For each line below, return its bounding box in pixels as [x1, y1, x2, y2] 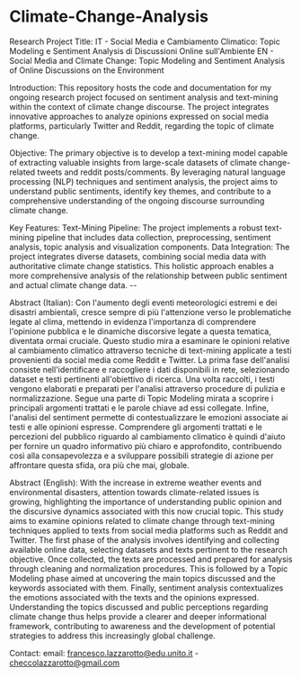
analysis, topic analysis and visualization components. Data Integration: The [9, 241, 290, 252]
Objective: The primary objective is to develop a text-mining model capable [9, 147, 288, 158]
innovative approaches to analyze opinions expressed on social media [9, 111, 270, 122]
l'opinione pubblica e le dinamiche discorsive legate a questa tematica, [9, 326, 272, 337]
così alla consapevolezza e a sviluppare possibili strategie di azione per [9, 450, 274, 461]
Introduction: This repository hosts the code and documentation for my [9, 82, 272, 93]
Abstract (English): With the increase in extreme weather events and [9, 477, 262, 488]
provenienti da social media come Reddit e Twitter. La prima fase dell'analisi [9, 354, 290, 366]
